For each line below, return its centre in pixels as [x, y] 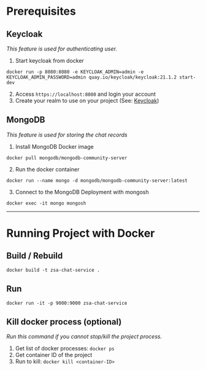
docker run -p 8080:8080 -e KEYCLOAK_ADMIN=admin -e [75, 72]
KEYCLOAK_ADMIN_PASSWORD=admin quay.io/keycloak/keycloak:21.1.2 [91, 77]
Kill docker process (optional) [64, 322]
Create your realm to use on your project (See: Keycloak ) [87, 100]
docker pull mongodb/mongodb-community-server [67, 158]
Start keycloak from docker [50, 61]
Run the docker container [47, 169]
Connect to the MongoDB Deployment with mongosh [82, 192]
